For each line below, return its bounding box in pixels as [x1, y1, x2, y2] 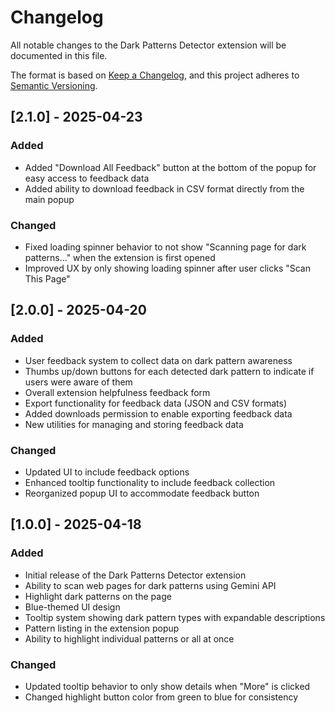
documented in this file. [10, 49, 108, 61]
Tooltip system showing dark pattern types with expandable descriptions [24, 611, 326, 623]
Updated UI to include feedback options [24, 466, 190, 478]
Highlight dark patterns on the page [24, 590, 172, 602]
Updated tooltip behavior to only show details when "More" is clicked [24, 680, 311, 692]
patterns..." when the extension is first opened [24, 251, 216, 263]
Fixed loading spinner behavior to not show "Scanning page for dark [24, 241, 307, 253]
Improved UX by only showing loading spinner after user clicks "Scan [24, 262, 311, 274]
